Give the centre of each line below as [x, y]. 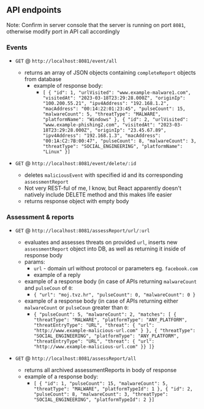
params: [35, 262]
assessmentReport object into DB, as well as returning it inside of [105, 249]
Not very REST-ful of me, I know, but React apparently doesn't [103, 188]
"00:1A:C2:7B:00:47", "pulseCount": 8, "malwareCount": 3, [120, 141]
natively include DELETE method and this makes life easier [98, 195]
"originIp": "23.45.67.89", [130, 130]
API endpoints [34, 10]
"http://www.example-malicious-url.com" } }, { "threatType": [115, 331]
